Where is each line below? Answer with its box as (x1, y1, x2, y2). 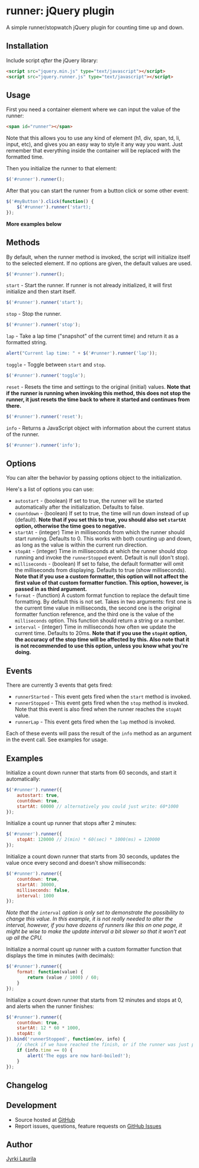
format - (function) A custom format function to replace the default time (14, 592, 190, 599)
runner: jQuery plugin (6, 4, 114, 18)
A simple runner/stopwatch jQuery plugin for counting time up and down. (6, 24, 184, 31)
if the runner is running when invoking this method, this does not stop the (6, 389, 191, 396)
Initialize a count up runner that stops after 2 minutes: (6, 820, 137, 827)
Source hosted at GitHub (14, 1116, 75, 1123)
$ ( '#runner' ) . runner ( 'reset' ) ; (6, 414, 84, 420)
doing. (14, 649, 31, 656)
